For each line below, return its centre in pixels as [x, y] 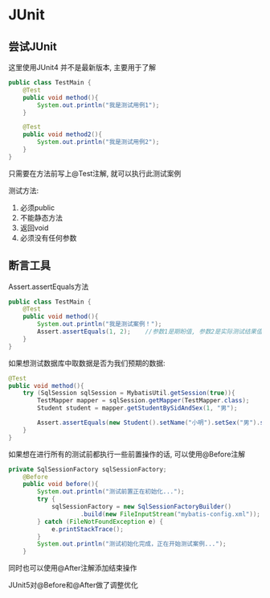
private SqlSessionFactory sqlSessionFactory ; [88, 469]
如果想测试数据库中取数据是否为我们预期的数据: [87, 363]
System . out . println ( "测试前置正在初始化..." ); [111, 492]
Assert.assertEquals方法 [49, 287]
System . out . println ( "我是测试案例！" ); [100, 324]
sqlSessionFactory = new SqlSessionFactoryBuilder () [141, 507]
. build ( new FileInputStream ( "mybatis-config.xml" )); [170, 514]
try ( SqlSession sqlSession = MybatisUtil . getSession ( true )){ [129, 393]
